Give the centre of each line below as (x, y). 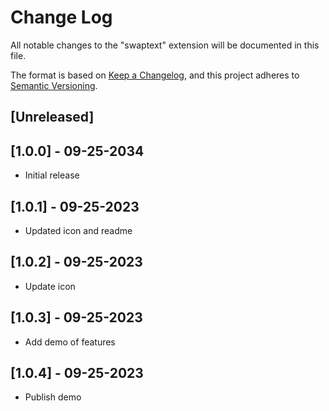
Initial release (52, 175)
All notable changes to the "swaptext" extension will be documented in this (165, 45)
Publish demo (53, 397)
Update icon (50, 286)
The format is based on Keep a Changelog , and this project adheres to (155, 75)
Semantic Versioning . (54, 85)
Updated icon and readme (78, 230)
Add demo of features (70, 342)
